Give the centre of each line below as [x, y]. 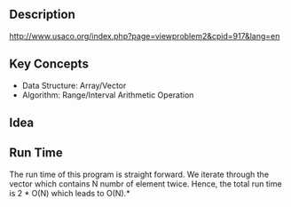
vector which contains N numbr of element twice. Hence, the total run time [145, 183]
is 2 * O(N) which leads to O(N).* [70, 193]
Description [42, 15]
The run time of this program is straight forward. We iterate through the [139, 174]
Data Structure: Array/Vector [74, 85]
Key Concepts [49, 64]
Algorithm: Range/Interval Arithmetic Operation [108, 95]
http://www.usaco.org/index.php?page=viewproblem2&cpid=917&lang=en [145, 36]
